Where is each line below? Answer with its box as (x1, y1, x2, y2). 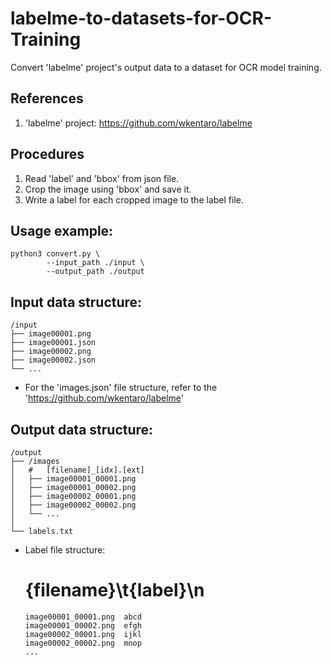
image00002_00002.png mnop (24, 638, 142, 648)
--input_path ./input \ (46, 258, 145, 268)
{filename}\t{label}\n (24, 579, 205, 602)
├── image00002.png (10, 347, 92, 357)
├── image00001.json (10, 338, 97, 348)
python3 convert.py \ (10, 249, 101, 259)
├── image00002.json (10, 355, 97, 366)
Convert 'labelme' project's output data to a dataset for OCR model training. (10, 61, 322, 73)
